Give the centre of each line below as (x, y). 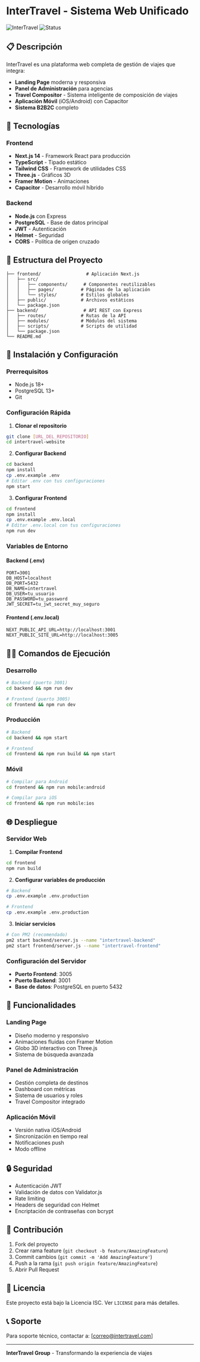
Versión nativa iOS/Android (48, 1130)
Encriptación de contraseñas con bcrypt (64, 1211)
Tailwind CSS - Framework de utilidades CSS (70, 169)
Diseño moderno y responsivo (52, 1035)
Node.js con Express (40, 216)
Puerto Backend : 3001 (43, 980)
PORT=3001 (18, 573)
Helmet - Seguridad (39, 235)
